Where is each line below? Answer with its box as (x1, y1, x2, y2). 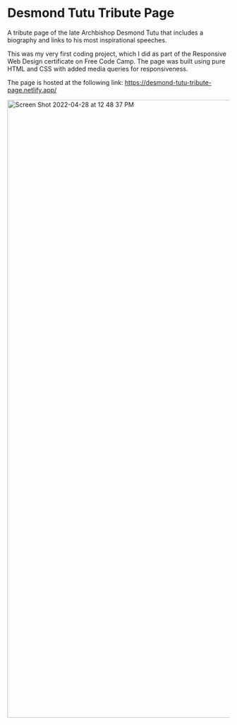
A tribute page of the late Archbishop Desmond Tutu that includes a (7, 28, 204, 37)
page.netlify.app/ (7, 86, 57, 94)
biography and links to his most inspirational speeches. (7, 35, 167, 44)
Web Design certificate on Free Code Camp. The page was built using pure (7, 57, 226, 65)
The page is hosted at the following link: (7, 78, 123, 86)
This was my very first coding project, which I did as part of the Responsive (7, 49, 227, 58)
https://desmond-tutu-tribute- (124, 78, 212, 86)
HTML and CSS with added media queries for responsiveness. (7, 64, 188, 73)
